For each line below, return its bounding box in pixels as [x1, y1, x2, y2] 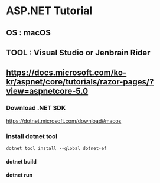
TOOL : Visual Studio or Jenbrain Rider [6, 47, 151, 57]
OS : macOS [6, 28, 51, 38]
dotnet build [6, 158, 37, 165]
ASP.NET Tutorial [6, 4, 93, 18]
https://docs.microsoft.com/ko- [6, 68, 127, 78]
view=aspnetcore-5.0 [6, 86, 89, 96]
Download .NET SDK [6, 104, 66, 112]
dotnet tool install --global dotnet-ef [6, 145, 107, 151]
